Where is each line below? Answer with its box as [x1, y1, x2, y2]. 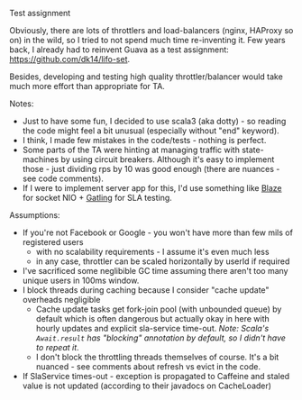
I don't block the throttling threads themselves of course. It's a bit [35, 351, 279, 362]
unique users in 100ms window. [22, 275, 140, 286]
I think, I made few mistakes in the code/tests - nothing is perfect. [22, 135, 267, 145]
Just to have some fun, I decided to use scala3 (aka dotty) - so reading [22, 116, 287, 126]
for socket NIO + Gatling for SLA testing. [22, 193, 173, 203]
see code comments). [22, 173, 104, 184]
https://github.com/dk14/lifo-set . [9, 54, 131, 64]
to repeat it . [35, 342, 79, 352]
